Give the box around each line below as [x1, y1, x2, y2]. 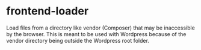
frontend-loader [6, 4, 89, 18]
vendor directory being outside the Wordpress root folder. [6, 37, 149, 44]
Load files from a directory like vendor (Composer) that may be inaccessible [6, 24, 196, 31]
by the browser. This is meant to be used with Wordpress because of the [6, 30, 187, 37]
